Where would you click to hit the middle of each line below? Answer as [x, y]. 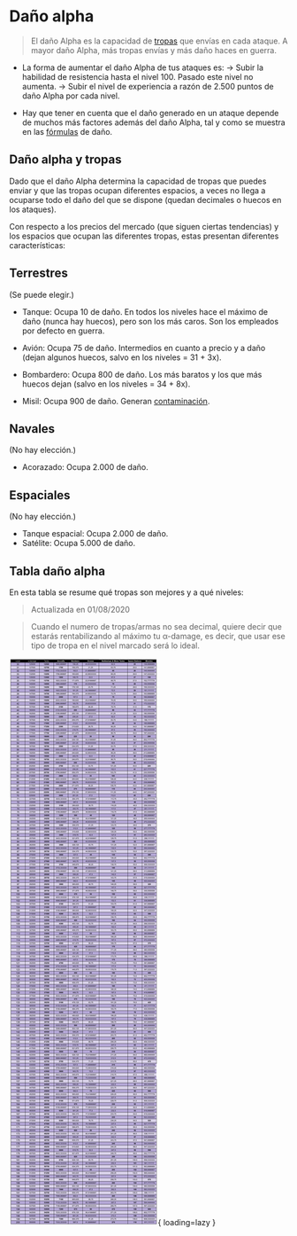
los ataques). [33, 209]
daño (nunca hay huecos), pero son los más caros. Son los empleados [150, 321]
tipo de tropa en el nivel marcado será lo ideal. [115, 645]
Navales [32, 429]
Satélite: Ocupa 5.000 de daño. [78, 544]
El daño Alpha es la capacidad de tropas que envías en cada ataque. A [159, 41]
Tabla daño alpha [57, 571]
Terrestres [38, 274]
